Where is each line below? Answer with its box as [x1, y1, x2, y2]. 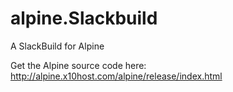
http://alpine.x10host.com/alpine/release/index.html [10, 70, 223, 82]
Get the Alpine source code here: [10, 59, 147, 71]
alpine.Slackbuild [10, 7, 158, 30]
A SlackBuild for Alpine [10, 40, 105, 52]
